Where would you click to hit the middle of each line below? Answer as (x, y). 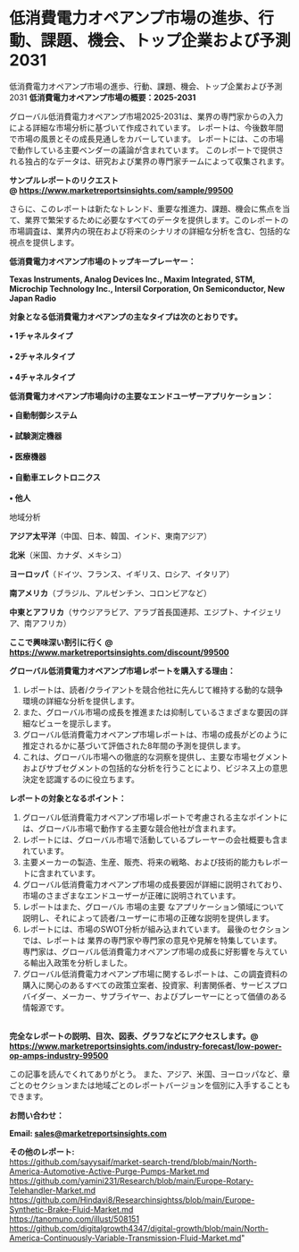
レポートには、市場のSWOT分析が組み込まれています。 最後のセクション (156, 929)
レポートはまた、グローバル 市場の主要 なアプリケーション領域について (153, 907)
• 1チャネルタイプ (41, 336)
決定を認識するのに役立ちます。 (81, 779)
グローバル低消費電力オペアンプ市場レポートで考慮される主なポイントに (155, 817)
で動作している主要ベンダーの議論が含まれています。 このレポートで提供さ (146, 149)
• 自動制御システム (43, 415)
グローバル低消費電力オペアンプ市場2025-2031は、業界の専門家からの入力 (146, 116)
